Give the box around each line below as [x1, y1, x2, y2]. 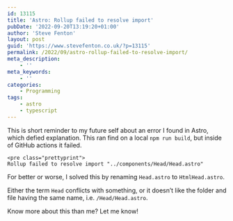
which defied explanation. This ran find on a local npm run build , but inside [7, 133, 223, 142]
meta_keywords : [7, 68, 51, 75]
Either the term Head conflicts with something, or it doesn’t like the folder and [7, 186, 227, 195]
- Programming [19, 88, 61, 95]
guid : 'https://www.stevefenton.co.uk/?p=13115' [7, 42, 151, 49]
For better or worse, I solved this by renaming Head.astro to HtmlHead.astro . [7, 172, 225, 181]
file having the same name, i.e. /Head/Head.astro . [7, 193, 148, 202]
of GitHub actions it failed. [7, 140, 82, 149]
